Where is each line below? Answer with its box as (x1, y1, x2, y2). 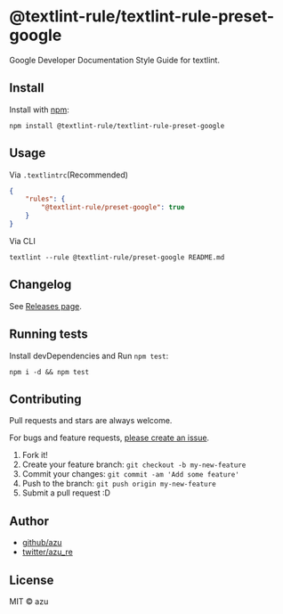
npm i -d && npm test (9, 367, 90, 376)
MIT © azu (9, 596, 49, 607)
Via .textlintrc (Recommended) (9, 169, 129, 180)
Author (9, 513, 49, 528)
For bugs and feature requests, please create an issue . (9, 432, 210, 443)
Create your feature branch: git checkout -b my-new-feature (21, 459, 247, 470)
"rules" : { (25, 194, 66, 204)
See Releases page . (9, 300, 83, 311)
